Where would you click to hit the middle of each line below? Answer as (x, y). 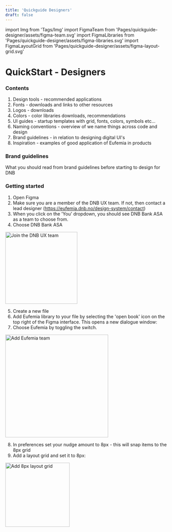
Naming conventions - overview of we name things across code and (85, 126)
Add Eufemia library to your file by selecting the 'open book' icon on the (89, 316)
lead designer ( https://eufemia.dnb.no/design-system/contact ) (79, 208)
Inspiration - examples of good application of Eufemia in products (82, 143)
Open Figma (26, 197)
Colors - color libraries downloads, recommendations (69, 116)
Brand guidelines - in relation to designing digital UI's (69, 137)
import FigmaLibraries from (106, 35)
